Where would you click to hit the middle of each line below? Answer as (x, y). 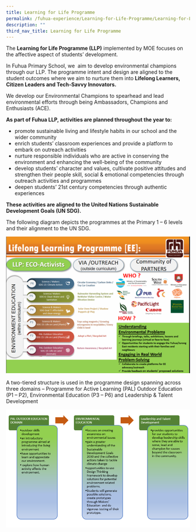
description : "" (26, 25)
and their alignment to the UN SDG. (48, 229)
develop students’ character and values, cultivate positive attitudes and (100, 168)
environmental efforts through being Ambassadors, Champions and (87, 102)
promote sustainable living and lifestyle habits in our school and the (95, 131)
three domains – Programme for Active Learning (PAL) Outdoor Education (94, 389)
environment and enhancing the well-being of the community (88, 162)
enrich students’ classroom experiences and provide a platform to (94, 144)
